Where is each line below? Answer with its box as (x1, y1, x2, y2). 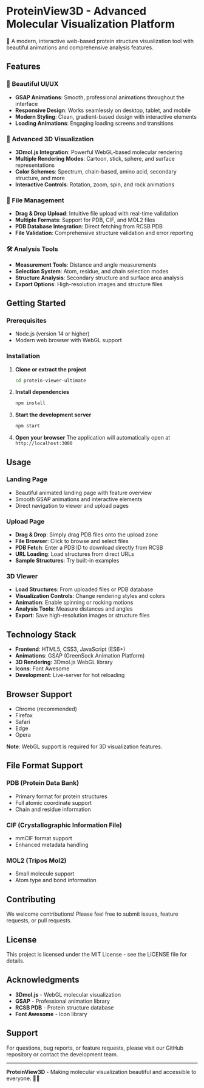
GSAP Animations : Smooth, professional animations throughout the (15, 93, 185, 101)
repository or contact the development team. (6, 1050, 118, 1058)
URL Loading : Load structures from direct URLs (15, 550, 135, 558)
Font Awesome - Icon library (15, 1010, 87, 1017)
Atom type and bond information (15, 877, 97, 884)
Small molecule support (15, 870, 75, 877)
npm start (15, 423, 41, 429)
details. (6, 957, 25, 964)
